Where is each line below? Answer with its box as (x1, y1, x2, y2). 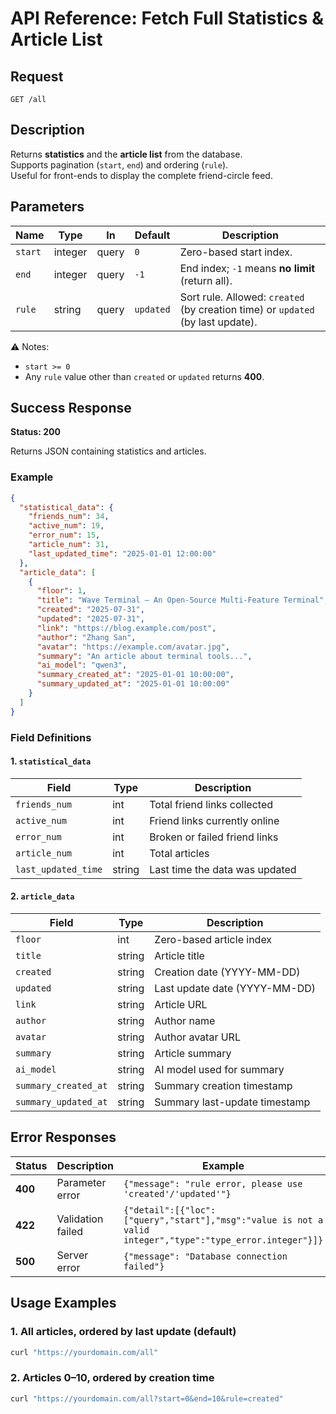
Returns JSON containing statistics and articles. (10, 445, 207, 457)
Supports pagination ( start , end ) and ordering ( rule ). (10, 158, 229, 171)
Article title (154, 949, 205, 963)
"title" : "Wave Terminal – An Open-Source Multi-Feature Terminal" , (36, 595, 329, 606)
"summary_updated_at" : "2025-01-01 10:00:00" (36, 679, 230, 689)
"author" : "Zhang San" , (36, 632, 137, 642)
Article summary (154, 1047, 232, 1061)
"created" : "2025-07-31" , (36, 605, 145, 615)
